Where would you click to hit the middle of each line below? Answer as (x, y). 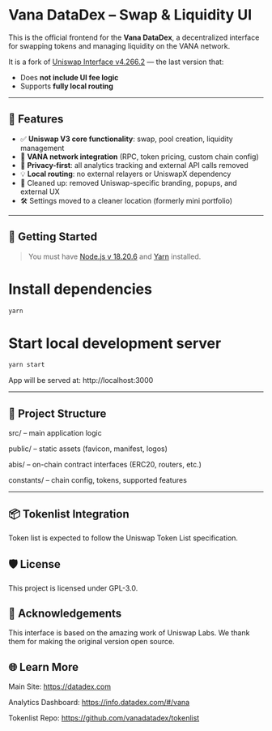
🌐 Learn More (44, 667)
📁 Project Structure (57, 413)
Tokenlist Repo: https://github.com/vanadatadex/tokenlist (104, 718)
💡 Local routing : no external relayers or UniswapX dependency (125, 174)
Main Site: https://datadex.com (60, 686)
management (42, 148)
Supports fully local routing (66, 86)
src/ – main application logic (55, 433)
